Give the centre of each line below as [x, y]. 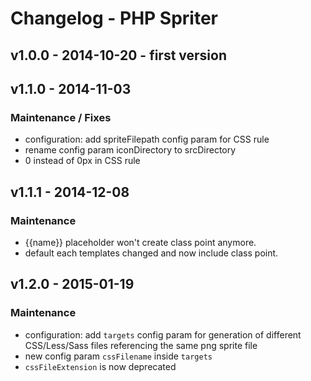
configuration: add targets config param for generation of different [163, 334]
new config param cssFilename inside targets [118, 356]
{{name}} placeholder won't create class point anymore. [140, 242]
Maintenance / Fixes [61, 117]
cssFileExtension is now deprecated [100, 366]
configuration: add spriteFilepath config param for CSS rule [147, 139]
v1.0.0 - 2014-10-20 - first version [119, 55]
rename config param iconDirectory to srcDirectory [130, 150]
